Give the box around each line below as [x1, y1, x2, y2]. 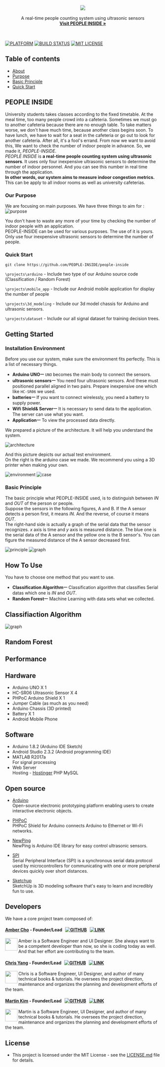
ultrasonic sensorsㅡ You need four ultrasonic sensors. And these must [12, 377, 159, 383]
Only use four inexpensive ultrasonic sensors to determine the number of [5, 233, 154, 239]
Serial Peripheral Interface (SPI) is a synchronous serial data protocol [12, 858, 153, 864]
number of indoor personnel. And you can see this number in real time [5, 164, 148, 170]
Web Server [12, 764, 37, 771]
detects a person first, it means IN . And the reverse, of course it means [5, 511, 149, 517]
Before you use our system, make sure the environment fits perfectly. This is [5, 356, 160, 362]
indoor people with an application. [5, 223, 74, 229]
